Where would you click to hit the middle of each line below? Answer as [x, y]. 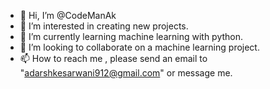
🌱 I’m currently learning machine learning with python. [131, 36]
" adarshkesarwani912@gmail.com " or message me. [126, 73]
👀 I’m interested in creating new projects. [104, 26]
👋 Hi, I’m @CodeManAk [68, 15]
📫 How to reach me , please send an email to [113, 58]
